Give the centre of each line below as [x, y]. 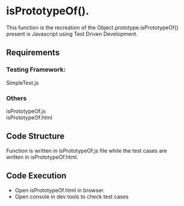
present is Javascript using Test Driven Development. [72, 33]
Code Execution [36, 176]
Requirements [33, 53]
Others [16, 98]
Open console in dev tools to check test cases [72, 196]
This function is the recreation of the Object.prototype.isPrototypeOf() [92, 27]
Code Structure [35, 136]
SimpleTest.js [22, 82]
